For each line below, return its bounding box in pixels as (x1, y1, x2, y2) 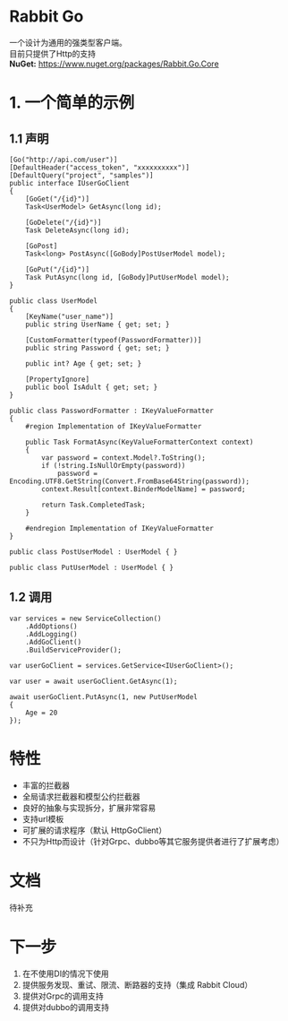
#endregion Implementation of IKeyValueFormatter (25, 523, 215, 532)
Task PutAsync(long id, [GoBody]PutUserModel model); (25, 273, 230, 281)
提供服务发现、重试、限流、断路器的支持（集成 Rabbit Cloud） (21, 979, 253, 990)
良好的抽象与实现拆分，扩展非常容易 (21, 802, 157, 813)
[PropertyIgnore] (25, 375, 90, 384)
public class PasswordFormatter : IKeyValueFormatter (9, 406, 215, 415)
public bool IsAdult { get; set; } (25, 383, 158, 392)
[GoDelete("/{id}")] (25, 218, 102, 227)
